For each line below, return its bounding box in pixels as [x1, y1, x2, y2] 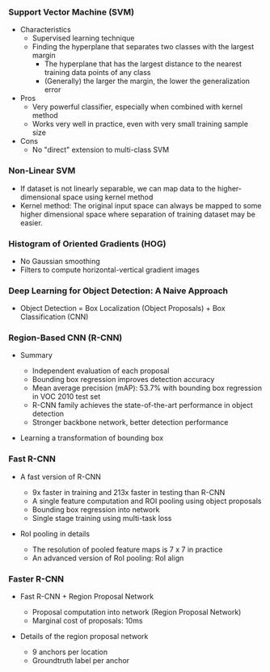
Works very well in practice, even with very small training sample [32, 120, 249, 129]
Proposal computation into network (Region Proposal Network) [32, 607, 242, 617]
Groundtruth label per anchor [32, 656, 130, 666]
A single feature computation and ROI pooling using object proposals [32, 496, 262, 506]
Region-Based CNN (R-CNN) [8, 332, 123, 343]
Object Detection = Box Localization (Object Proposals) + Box [19, 304, 226, 313]
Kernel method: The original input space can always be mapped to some [19, 200, 262, 210]
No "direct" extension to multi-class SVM [32, 145, 170, 155]
